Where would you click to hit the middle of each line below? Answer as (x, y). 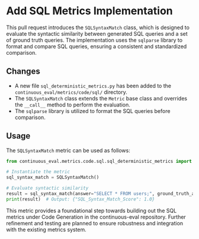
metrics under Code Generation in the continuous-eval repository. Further (96, 217)
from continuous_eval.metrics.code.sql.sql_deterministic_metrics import (99, 161)
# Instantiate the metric (38, 172)
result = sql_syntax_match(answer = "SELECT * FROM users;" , (81, 194)
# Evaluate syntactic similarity (47, 188)
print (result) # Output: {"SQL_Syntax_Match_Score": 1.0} (81, 199)
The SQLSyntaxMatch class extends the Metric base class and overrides (101, 98)
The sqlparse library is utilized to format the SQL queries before (92, 111)
